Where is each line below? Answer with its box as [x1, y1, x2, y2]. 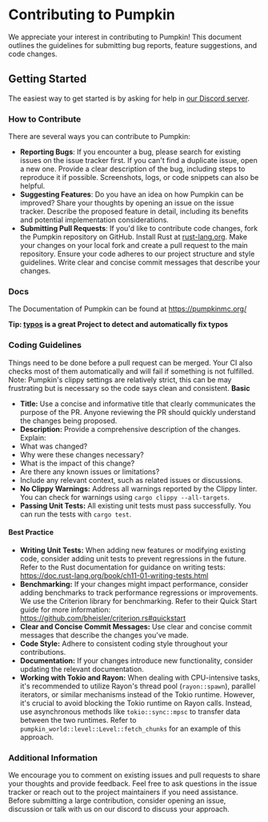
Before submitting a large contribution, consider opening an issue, [8, 796, 226, 805]
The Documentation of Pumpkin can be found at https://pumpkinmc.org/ [8, 304, 247, 313]
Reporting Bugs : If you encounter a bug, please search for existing [19, 147, 242, 157]
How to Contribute [8, 114, 82, 125]
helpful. [19, 182, 46, 191]
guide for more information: [19, 605, 111, 614]
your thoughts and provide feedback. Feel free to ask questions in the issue [8, 779, 258, 788]
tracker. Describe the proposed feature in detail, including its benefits [19, 206, 249, 217]
